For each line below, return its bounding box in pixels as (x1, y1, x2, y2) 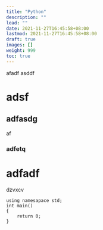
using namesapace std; (6, 198, 63, 204)
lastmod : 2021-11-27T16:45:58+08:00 (6, 31, 97, 37)
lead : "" (6, 20, 28, 26)
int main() (6, 203, 33, 209)
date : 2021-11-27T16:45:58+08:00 (6, 25, 89, 32)
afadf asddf (6, 69, 35, 76)
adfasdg (6, 114, 38, 124)
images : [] (6, 42, 33, 48)
